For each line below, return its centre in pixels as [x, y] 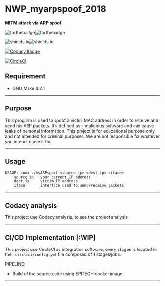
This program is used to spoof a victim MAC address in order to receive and [82, 120]
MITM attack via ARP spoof [33, 23]
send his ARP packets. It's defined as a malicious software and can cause [80, 125]
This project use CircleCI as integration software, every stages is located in [81, 249]
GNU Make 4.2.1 [28, 88]
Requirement [25, 77]
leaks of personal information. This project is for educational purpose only [80, 131]
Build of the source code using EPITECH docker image [67, 274]
